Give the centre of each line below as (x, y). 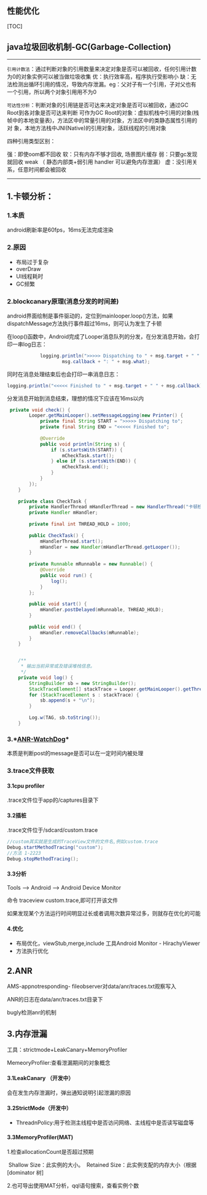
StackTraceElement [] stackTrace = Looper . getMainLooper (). (106, 689)
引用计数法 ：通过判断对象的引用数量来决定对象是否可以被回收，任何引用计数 (102, 69)
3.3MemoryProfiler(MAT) (40, 1137)
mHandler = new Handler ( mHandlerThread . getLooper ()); (110, 547)
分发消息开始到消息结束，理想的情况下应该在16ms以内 (76, 398)
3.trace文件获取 (31, 771)
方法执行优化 (32, 951)
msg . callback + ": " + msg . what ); (106, 361)
